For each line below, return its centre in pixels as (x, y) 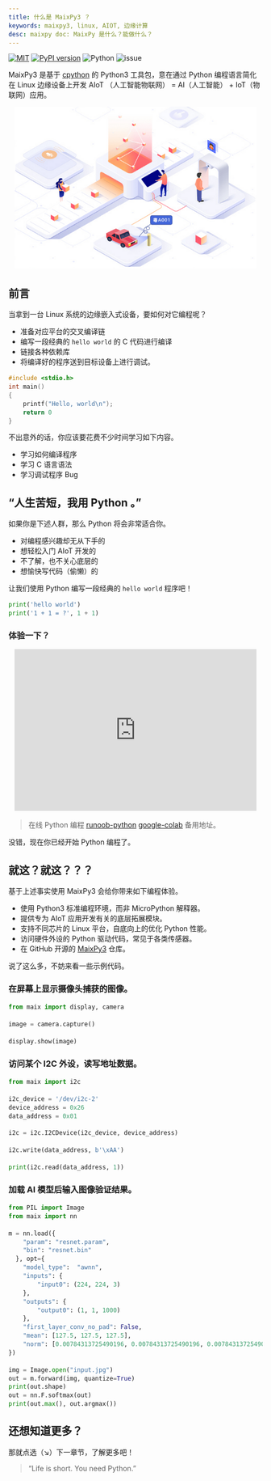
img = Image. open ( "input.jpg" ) (61, 1370)
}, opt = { (30, 1259)
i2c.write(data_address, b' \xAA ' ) (67, 1150)
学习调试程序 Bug (49, 475)
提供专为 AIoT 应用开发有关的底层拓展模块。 (93, 919)
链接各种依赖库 (45, 352)
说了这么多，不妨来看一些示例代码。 (69, 966)
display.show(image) (43, 1041)
